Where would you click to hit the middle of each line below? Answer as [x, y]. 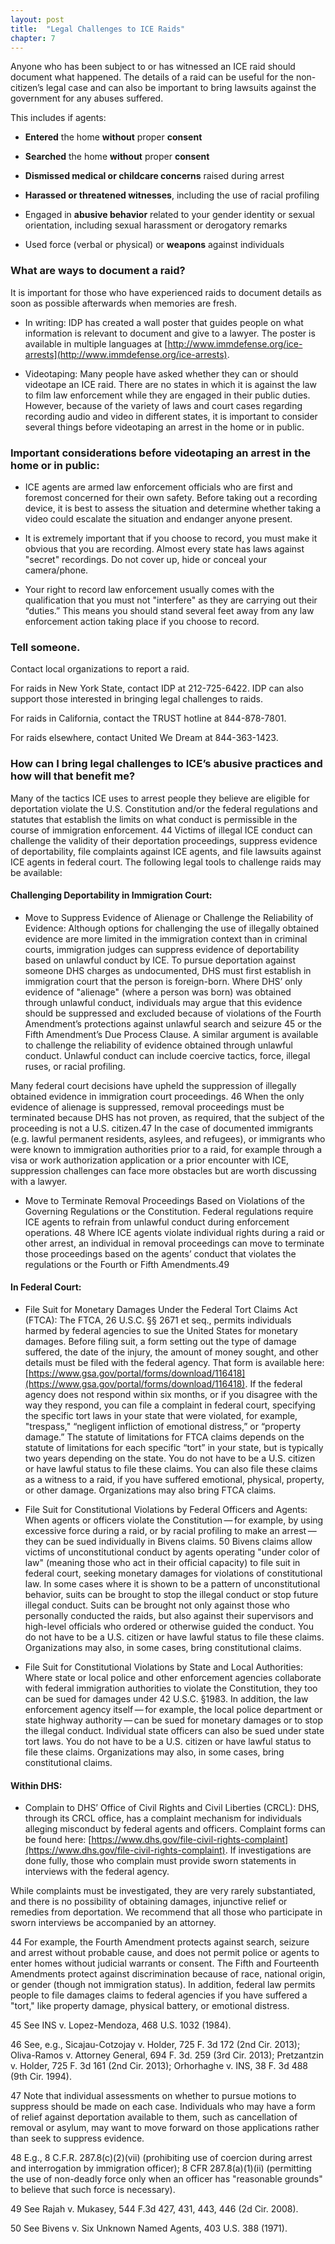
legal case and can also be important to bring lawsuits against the [181, 88]
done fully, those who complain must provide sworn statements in [160, 1861]
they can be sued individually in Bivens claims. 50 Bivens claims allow [168, 1541]
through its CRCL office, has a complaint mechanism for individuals [163, 1818]
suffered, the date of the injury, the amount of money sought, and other [171, 1352]
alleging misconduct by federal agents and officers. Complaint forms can [175, 1829]
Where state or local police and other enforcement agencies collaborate [173, 1677]
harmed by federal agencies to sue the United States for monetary [161, 1330]
